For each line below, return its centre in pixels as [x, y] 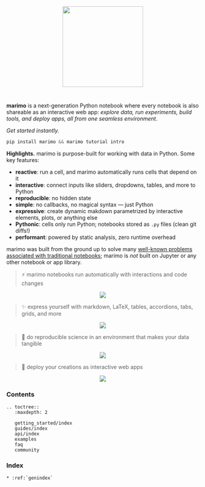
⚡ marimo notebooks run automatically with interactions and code [104, 274]
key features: [23, 160]
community [27, 450]
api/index [27, 434]
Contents [20, 394]
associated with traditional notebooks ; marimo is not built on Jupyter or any [102, 255]
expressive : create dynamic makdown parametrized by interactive [99, 211]
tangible [32, 343]
